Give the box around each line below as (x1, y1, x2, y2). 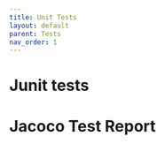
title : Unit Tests (9, 12, 77, 22)
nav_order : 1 (9, 37, 58, 47)
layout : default (9, 21, 69, 30)
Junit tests (9, 76, 90, 95)
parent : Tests (9, 29, 62, 38)
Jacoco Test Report (9, 116, 157, 136)
